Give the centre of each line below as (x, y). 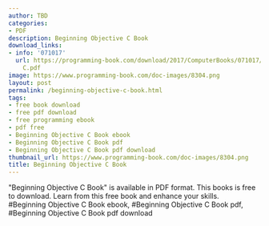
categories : (28, 23)
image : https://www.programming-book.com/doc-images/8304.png (114, 75)
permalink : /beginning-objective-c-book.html (85, 90)
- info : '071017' (37, 53)
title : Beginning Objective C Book (68, 165)
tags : (17, 98)
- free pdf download (43, 113)
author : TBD (28, 16)
